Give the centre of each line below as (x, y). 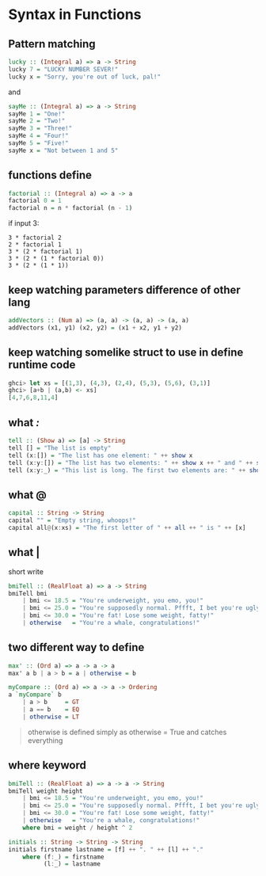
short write (26, 571)
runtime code (42, 365)
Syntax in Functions (75, 15)
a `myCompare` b (35, 695)
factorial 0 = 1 (35, 201)
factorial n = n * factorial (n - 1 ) (70, 208)
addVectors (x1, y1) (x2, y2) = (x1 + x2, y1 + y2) (95, 328)
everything (45, 740)
